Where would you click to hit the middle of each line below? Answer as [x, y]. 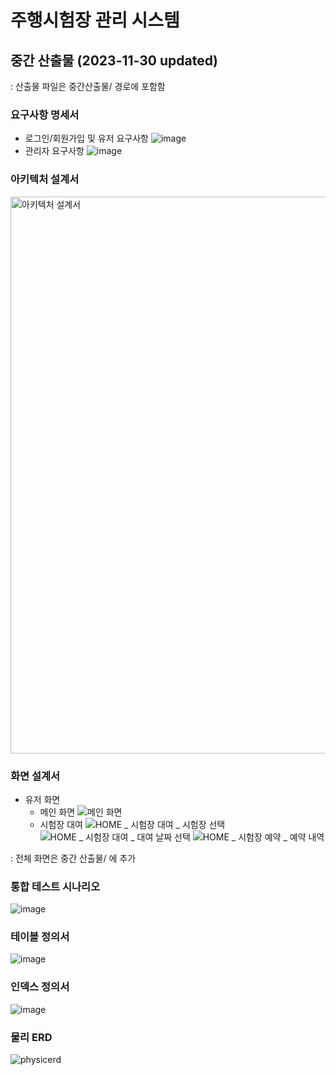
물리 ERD [31, 1037]
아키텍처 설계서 [45, 179]
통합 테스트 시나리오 [55, 886]
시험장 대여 [61, 824]
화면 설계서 [35, 776]
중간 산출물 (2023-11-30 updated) [114, 60]
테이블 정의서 [40, 937]
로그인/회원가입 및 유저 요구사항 [86, 138]
